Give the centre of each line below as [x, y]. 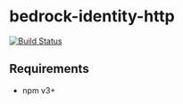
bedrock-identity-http [92, 16]
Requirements [49, 69]
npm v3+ [39, 90]
